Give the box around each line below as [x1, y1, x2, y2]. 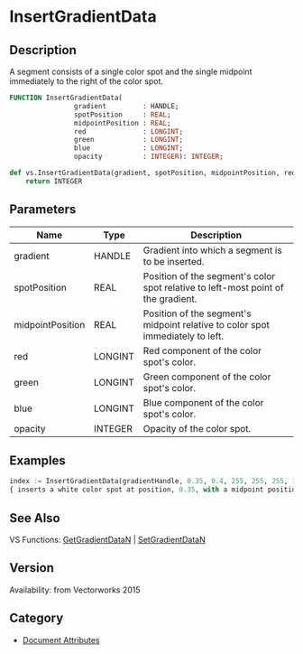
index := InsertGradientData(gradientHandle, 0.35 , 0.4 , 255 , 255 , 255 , [9, 477, 289, 486]
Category [9, 611, 64, 626]
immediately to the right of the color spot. [9, 76, 164, 87]
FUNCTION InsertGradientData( [9, 93, 124, 102]
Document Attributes [22, 634, 100, 645]
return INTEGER [25, 176, 83, 186]
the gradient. [142, 292, 197, 304]
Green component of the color [142, 370, 271, 383]
